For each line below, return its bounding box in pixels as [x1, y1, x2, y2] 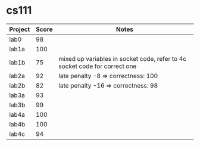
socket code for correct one [58, 62, 137, 70]
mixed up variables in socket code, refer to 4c [58, 54, 186, 63]
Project [9, 25, 30, 33]
